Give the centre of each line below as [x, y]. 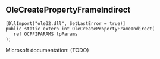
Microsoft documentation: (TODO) [47, 50]
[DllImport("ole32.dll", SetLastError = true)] [66, 23]
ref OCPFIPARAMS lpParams [46, 34]
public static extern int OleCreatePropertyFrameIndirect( [80, 29]
